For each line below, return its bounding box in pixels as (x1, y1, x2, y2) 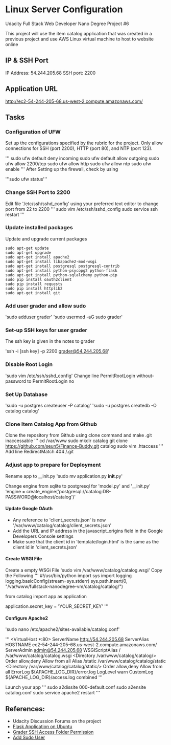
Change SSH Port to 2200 (5, 189, 70, 196)
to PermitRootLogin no (27, 378, 75, 384)
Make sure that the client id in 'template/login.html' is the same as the (12, 538, 159, 544)
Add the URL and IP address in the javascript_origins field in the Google (12, 528, 163, 534)
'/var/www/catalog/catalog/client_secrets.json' (12, 522, 112, 528)
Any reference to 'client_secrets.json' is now (12, 517, 106, 523)
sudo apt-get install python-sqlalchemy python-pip (5, 272, 117, 277)
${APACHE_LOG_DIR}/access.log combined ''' (5, 674, 103, 681)
